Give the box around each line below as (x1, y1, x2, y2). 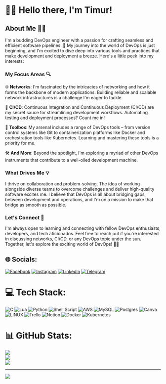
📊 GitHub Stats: (5, 330, 73, 341)
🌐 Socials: (5, 256, 38, 264)
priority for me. (5, 140, 36, 146)
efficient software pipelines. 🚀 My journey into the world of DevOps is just (5, 43, 155, 48)
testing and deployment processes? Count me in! (5, 115, 105, 121)
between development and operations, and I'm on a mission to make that (5, 196, 154, 202)
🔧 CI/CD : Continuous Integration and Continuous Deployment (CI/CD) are (5, 104, 154, 110)
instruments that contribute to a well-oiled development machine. (5, 157, 138, 163)
